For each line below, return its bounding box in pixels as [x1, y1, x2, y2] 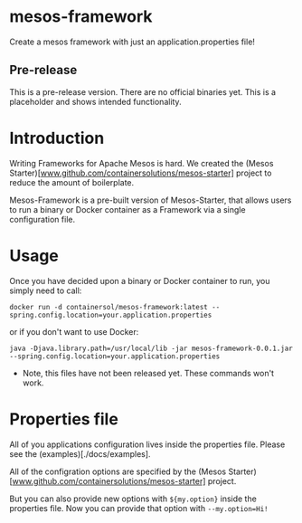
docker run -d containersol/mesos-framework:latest [9, 302, 208, 311]
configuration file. [9, 214, 75, 224]
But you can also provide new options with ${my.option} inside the [9, 493, 258, 504]
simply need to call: [9, 285, 82, 296]
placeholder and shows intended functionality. [9, 96, 183, 107]
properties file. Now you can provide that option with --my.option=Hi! [9, 502, 269, 513]
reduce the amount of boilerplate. [9, 176, 135, 187]
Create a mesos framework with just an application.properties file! [9, 36, 256, 47]
